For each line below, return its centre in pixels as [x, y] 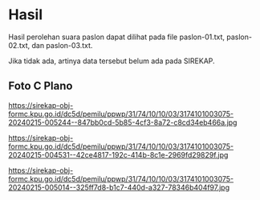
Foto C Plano [41, 86]
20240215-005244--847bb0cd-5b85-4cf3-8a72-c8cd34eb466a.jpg [123, 122]
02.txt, [19, 45]
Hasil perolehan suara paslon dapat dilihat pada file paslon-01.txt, [117, 37]
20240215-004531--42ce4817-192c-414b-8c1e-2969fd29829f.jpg [118, 154]
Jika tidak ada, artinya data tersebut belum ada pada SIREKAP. [112, 61]
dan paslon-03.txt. [62, 45]
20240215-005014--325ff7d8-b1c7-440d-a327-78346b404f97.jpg [119, 187]
